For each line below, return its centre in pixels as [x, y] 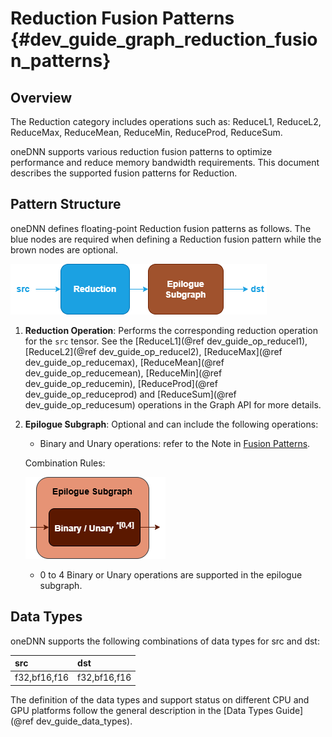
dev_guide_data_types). [84, 721]
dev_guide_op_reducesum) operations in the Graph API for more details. [173, 404]
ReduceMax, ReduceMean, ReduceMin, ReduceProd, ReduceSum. [146, 132]
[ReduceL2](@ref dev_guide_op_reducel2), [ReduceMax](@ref [153, 351]
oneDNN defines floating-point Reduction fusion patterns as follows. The [161, 228]
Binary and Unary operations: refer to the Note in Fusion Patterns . [175, 443]
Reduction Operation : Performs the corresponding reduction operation [171, 330]
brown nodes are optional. [64, 249]
